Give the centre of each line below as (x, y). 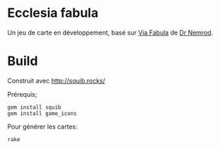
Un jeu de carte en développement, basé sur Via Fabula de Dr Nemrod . (110, 32)
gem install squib (34, 107)
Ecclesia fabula (53, 13)
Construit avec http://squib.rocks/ (56, 81)
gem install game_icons (42, 113)
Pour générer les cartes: (42, 126)
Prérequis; (22, 94)
